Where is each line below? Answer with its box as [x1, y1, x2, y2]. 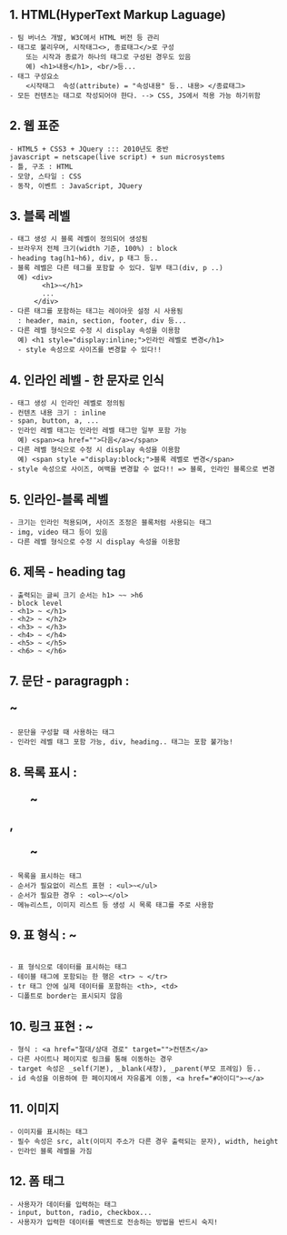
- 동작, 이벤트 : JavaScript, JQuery [9, 181, 143, 190]
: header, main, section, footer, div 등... [17, 316, 187, 326]
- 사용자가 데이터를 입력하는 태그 [9, 1200, 117, 1209]
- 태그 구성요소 [9, 72, 60, 81]
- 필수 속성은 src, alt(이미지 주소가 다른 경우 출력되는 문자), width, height [9, 1137, 279, 1147]
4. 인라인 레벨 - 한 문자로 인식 [9, 372, 165, 387]
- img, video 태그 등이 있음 [9, 527, 109, 537]
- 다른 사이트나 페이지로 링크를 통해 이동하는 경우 [9, 1055, 173, 1064]
